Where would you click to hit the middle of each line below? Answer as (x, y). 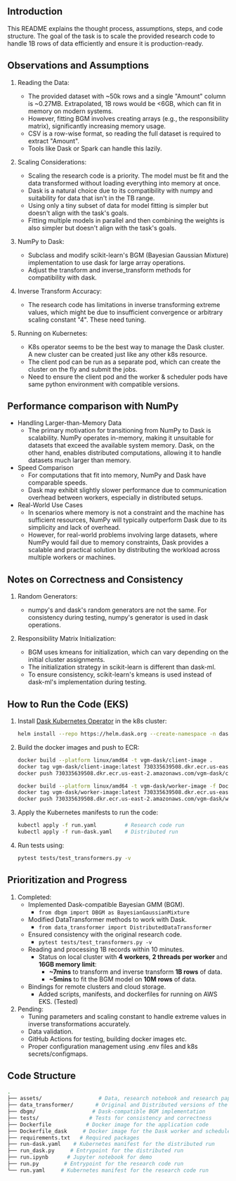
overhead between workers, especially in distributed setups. (116, 497)
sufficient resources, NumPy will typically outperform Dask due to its (127, 520)
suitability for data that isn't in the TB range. (91, 198)
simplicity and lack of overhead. (74, 528)
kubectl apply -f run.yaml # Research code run (101, 826)
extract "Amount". (53, 141)
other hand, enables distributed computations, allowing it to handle (125, 453)
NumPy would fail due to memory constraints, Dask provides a (118, 542)
